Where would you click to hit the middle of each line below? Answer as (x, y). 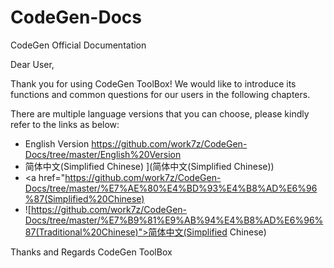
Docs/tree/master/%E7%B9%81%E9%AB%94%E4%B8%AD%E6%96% (174, 220)
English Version (57, 143)
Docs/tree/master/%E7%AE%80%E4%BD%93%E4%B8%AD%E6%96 (171, 188)
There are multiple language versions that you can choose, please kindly (160, 113)
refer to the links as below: (65, 124)
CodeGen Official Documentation (78, 45)
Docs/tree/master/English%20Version (103, 154)
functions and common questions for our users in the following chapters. (160, 94)
